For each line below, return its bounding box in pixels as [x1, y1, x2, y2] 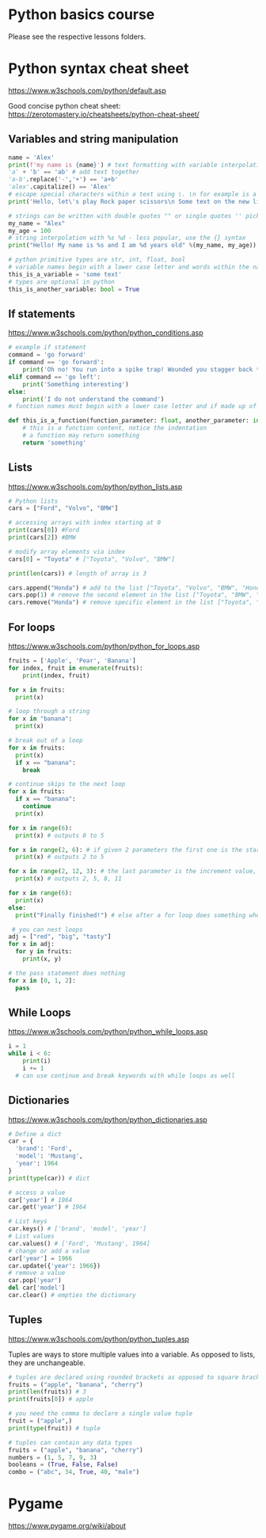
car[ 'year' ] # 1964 [8, 1196, 73, 1204]
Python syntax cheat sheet [8, 59, 189, 78]
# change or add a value [8, 1246, 90, 1255]
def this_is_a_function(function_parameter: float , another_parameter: [8, 417, 249, 425]
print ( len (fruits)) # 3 [8, 1388, 87, 1396]
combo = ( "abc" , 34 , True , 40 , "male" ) [8, 1468, 140, 1476]
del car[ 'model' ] [8, 1284, 66, 1292]
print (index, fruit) [22, 671, 90, 679]
